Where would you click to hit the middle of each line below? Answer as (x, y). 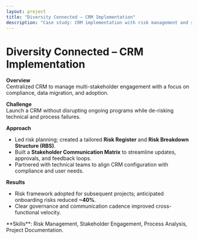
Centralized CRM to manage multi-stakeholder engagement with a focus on (98, 87)
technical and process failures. (43, 117)
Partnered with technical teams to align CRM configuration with (92, 165)
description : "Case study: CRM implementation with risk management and (97, 22)
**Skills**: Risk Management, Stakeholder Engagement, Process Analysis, (97, 224)
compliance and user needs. (49, 171)
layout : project (26, 11)
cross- (164, 206)
